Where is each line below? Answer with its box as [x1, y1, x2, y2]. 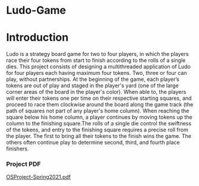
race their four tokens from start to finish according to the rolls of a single [6, 57, 186, 64]
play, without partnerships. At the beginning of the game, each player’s [6, 75, 179, 83]
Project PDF [6, 160, 41, 168]
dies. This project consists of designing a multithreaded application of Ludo [6, 63, 191, 70]
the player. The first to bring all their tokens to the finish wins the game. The [6, 133, 192, 140]
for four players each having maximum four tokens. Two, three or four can [6, 70, 187, 77]
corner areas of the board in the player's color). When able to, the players [6, 89, 187, 96]
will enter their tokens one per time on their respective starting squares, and [6, 94, 192, 102]
